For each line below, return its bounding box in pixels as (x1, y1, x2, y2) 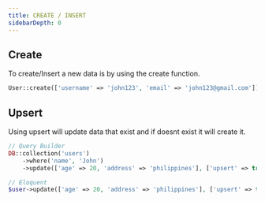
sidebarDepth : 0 (8, 19, 62, 27)
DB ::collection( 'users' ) (8, 149, 90, 158)
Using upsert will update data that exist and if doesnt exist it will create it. (8, 127, 246, 136)
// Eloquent (8, 178, 47, 186)
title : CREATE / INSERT (8, 11, 87, 20)
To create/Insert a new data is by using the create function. (8, 69, 200, 79)
